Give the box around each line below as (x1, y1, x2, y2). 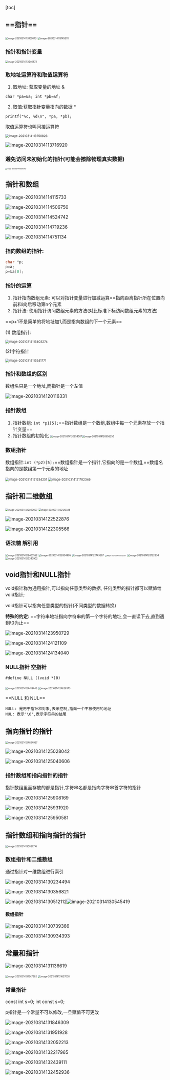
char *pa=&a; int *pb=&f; (5, 94, 60, 99)
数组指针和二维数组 (5, 856, 53, 863)
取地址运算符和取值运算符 (5, 71, 69, 78)
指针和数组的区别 (5, 370, 48, 377)
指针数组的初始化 (12, 432, 49, 438)
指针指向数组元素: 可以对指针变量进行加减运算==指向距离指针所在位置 (12, 295, 161, 301)
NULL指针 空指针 (5, 664, 47, 671)
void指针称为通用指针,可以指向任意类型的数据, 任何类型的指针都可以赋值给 (5, 585, 162, 591)
